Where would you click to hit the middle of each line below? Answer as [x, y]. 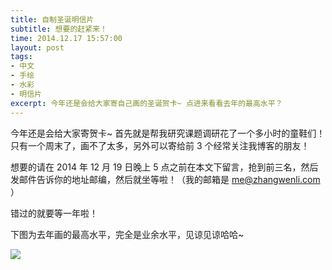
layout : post [37, 47]
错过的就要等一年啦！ [54, 213]
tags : [21, 57]
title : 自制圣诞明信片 [52, 19]
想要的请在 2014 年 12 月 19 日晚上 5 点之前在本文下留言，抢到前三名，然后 [164, 167]
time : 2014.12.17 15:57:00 [66, 38]
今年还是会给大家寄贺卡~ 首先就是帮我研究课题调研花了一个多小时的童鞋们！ [168, 133]
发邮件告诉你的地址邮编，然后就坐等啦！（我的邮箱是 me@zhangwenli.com [165, 179]
